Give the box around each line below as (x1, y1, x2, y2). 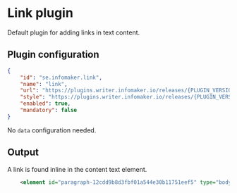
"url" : (20, 87, 39, 94)
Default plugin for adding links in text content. (7, 28, 140, 37)
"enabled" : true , (20, 100, 71, 107)
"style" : (20, 94, 46, 101)
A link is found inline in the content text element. (7, 165, 147, 173)
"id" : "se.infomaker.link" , (20, 74, 102, 81)
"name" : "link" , (20, 80, 68, 87)
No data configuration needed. (7, 125, 97, 135)
